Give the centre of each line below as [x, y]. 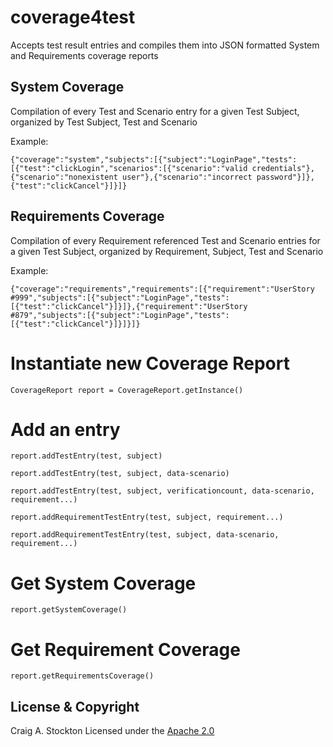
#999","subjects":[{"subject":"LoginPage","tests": [120, 297]
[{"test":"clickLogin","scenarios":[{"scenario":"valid [129, 168]
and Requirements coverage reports [84, 55]
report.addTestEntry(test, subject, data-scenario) [120, 474]
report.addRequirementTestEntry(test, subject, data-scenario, [145, 535]
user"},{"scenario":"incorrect [187, 177]
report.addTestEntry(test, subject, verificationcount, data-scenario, [162, 491]
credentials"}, [283, 168]
